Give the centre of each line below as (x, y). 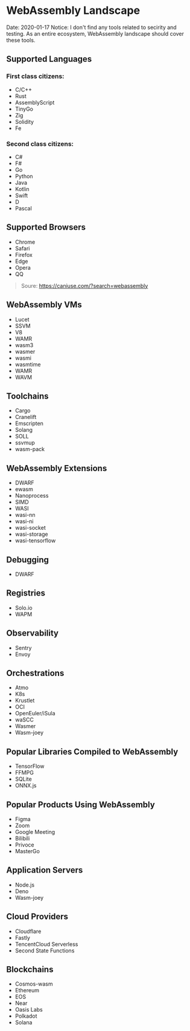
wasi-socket (30, 528)
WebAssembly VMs (44, 305)
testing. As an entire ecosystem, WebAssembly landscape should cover (95, 33)
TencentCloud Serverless (46, 944)
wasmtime (28, 364)
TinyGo (24, 109)
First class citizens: (35, 76)
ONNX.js (26, 785)
